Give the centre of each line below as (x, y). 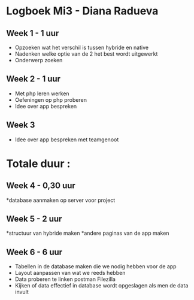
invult (22, 292)
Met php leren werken (42, 93)
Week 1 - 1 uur (33, 33)
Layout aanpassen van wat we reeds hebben (70, 273)
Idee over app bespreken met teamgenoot (67, 140)
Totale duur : (38, 163)
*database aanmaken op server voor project (61, 200)
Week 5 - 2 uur (34, 219)
